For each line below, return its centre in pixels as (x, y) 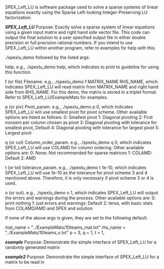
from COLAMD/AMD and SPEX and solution (49, 208)
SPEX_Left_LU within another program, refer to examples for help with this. (81, 48)
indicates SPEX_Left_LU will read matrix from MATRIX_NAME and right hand (82, 87)
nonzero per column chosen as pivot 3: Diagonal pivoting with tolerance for (81, 122)
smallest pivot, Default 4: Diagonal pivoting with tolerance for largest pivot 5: (82, 128)
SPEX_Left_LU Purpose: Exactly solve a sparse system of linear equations (80, 27)
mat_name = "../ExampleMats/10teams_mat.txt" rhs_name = (65, 227)
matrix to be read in (25, 262)
